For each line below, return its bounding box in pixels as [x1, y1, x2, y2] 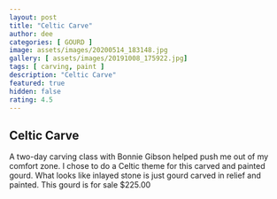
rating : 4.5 [9, 95, 53, 104]
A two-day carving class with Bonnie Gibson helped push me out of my [9, 151, 269, 162]
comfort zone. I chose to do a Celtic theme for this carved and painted [9, 161, 265, 172]
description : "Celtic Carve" [9, 71, 117, 80]
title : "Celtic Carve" [9, 21, 93, 30]
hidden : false [9, 87, 62, 96]
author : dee [9, 29, 53, 38]
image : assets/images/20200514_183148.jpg [9, 46, 168, 55]
